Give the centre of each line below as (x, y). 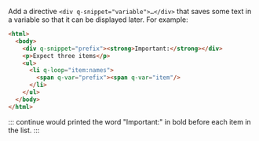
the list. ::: (24, 130)
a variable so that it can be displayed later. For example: (98, 20)
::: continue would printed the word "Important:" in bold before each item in (129, 121)
